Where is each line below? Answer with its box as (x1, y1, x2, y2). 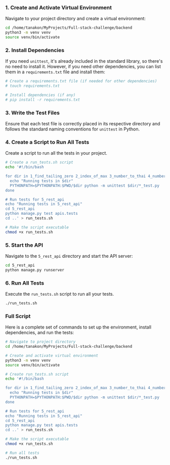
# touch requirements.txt (5, 83, 60, 88)
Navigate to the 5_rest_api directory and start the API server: (5, 253, 133, 259)
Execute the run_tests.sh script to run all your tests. (5, 291, 114, 297)
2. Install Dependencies (5, 46, 65, 54)
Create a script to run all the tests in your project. (5, 150, 108, 156)
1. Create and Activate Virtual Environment (5, 4, 112, 11)
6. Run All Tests (5, 280, 45, 287)
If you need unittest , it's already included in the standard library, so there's (5, 58, 163, 64)
